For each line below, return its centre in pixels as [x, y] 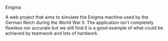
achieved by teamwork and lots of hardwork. [52, 33]
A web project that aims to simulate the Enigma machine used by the [77, 17]
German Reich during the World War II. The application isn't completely [79, 23]
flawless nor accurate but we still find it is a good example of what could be [84, 28]
